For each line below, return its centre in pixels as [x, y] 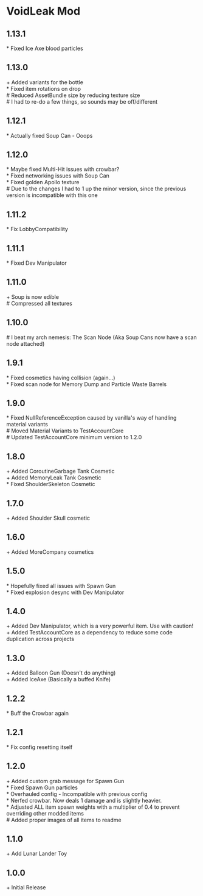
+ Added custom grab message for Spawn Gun [65, 781]
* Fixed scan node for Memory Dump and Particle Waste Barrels [87, 384]
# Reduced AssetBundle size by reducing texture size [73, 95]
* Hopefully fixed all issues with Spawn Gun [61, 586]
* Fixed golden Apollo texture [43, 182]
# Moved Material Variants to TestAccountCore [65, 431]
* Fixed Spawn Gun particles [42, 787]
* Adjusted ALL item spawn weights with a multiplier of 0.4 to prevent [93, 807]
